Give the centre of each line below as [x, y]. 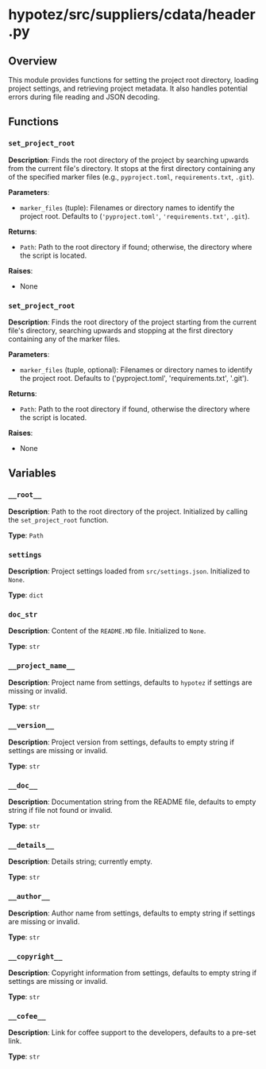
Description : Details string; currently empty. [81, 861]
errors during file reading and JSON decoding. [84, 97]
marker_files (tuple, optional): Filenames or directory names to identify [136, 369]
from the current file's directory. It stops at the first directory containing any [132, 168]
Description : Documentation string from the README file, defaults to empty [132, 802]
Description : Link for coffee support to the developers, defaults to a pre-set [132, 1032]
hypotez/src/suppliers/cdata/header [132, 15]
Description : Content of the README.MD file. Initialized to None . [107, 631]
